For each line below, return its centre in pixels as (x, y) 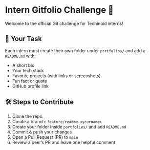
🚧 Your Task (23, 39)
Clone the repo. (28, 116)
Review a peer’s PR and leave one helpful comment (64, 142)
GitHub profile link (30, 86)
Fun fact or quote (30, 81)
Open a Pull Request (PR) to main (45, 137)
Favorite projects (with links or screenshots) (56, 76)
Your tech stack (28, 70)
